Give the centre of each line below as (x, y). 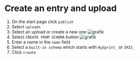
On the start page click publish (42, 22)
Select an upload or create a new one (49, 32)
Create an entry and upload (61, 8)
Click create (24, 52)
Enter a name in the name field (41, 42)
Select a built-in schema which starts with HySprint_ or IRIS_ (73, 47)
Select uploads (26, 26)
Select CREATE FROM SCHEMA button (45, 37)
